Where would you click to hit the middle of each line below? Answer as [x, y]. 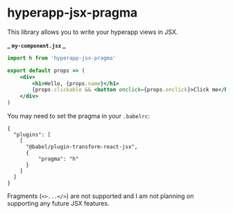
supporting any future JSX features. [58, 204]
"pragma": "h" [58, 159]
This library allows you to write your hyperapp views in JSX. [93, 32]
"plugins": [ [32, 135]
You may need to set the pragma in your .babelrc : [79, 116]
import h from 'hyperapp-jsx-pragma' [62, 58]
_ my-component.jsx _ [36, 45]
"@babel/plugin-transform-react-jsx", [81, 147]
